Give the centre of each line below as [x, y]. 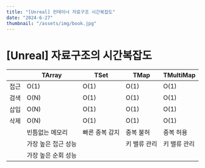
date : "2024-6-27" [30, 18]
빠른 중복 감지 [101, 133]
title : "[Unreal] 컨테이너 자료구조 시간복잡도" [61, 12]
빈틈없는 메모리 [47, 133]
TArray [52, 75]
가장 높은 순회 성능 [52, 155]
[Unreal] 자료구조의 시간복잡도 [79, 55]
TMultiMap [179, 75]
